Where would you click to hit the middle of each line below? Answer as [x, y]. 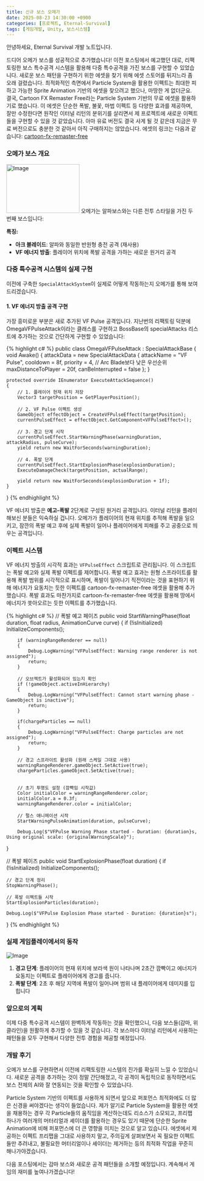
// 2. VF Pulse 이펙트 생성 [50, 409]
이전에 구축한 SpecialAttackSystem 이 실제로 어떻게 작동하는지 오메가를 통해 [97, 284]
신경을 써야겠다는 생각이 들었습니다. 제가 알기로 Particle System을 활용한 [100, 1105]
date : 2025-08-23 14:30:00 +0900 [49, 18]
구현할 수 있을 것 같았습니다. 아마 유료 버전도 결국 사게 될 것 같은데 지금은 [104, 121]
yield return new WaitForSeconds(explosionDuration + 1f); [94, 481]
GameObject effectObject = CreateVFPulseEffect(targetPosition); [102, 415]
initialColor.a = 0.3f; [47, 799]
